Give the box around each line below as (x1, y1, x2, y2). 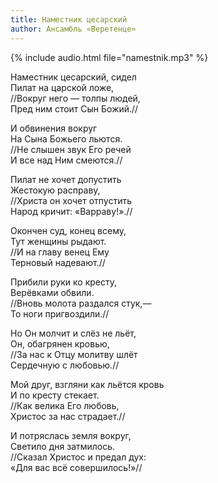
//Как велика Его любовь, (10, 399, 120, 411)
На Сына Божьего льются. (10, 132, 123, 145)
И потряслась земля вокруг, (10, 429, 132, 441)
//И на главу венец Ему (10, 246, 110, 258)
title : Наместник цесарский (10, 14, 128, 25)
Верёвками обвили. (10, 286, 95, 298)
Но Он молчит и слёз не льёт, (10, 327, 137, 339)
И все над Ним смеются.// (10, 154, 123, 166)
